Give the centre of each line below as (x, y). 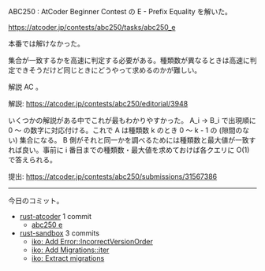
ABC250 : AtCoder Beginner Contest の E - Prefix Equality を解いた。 (120, 11)
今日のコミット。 (36, 200)
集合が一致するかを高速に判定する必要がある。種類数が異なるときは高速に (129, 60)
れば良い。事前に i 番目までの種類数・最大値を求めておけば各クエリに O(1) (129, 150)
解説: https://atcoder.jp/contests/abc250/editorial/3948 (98, 104)
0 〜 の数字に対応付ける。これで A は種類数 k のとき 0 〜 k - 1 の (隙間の (125, 130)
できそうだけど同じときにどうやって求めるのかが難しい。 (108, 70)
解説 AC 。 (26, 87)
